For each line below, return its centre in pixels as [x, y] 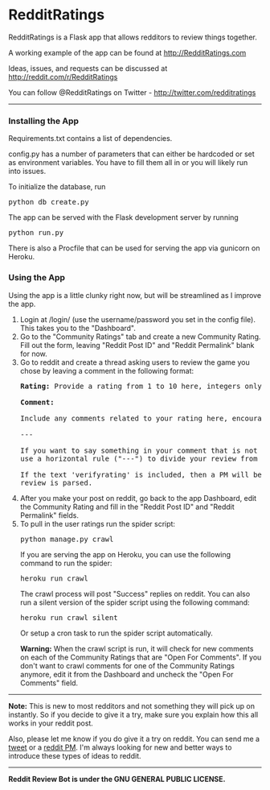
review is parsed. [56, 482]
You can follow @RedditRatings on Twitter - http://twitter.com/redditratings [132, 92]
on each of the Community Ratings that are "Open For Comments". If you [141, 657]
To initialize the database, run [57, 187]
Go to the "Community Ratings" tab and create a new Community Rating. [140, 337]
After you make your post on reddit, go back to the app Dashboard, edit [138, 498]
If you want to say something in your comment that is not [139, 450]
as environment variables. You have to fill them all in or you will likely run [128, 163]
